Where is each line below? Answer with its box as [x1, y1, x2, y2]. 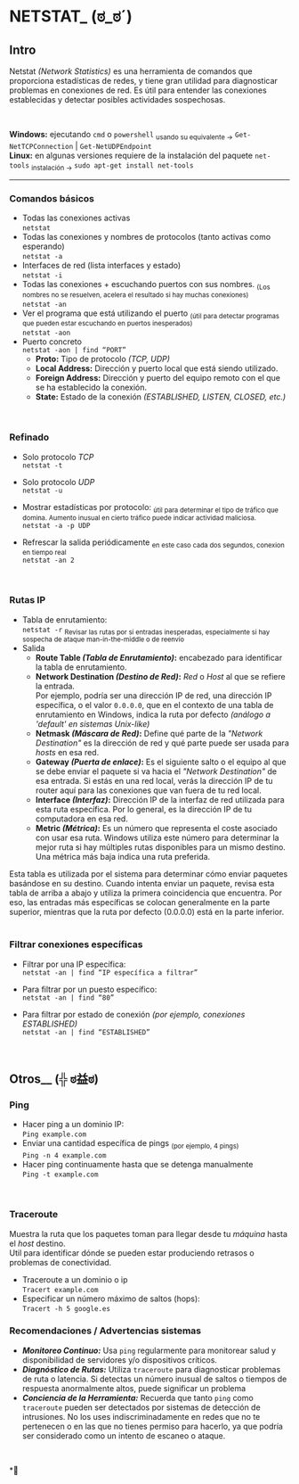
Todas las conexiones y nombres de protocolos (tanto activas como [21, 231, 271, 242]
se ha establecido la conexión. [35, 382, 148, 393]
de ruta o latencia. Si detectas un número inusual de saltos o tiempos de [21, 1373, 287, 1384]
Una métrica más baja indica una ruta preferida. [35, 852, 211, 862]
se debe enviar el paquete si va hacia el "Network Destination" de [35, 766, 278, 777]
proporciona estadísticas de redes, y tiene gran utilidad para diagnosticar [9, 76, 279, 86]
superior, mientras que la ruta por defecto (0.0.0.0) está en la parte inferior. [9, 907, 285, 918]
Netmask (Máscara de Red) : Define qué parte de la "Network [35, 729, 263, 739]
